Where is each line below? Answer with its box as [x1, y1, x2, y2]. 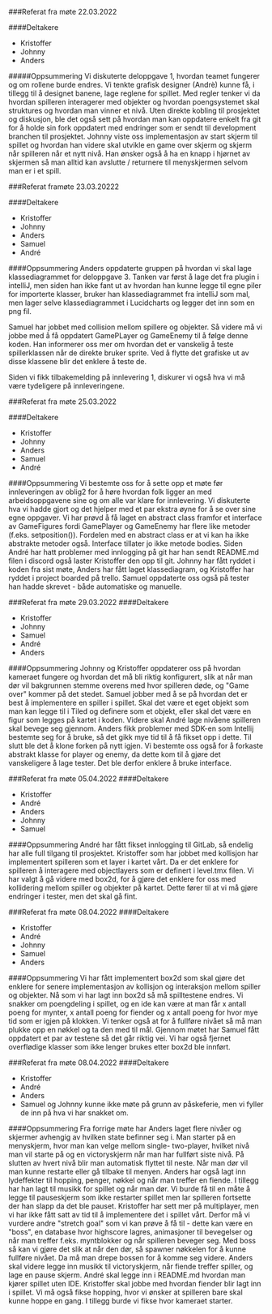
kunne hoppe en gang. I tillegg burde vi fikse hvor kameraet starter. [8, 1296, 233, 1305]
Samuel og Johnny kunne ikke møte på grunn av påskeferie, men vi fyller [19, 1099, 264, 1109]
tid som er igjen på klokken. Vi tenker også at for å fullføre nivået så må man [8, 1016, 262, 1025]
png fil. [8, 307, 32, 316]
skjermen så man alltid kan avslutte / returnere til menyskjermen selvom [8, 157, 249, 167]
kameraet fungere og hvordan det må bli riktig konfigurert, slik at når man [8, 672, 253, 681]
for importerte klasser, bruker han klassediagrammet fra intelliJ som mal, [8, 290, 251, 298]
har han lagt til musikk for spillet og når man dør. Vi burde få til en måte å [8, 1184, 251, 1193]
